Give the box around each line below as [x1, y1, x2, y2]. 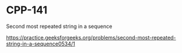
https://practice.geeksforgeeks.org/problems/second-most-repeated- [6, 34, 177, 41]
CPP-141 [6, 3, 48, 17]
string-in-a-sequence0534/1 [6, 40, 75, 47]
